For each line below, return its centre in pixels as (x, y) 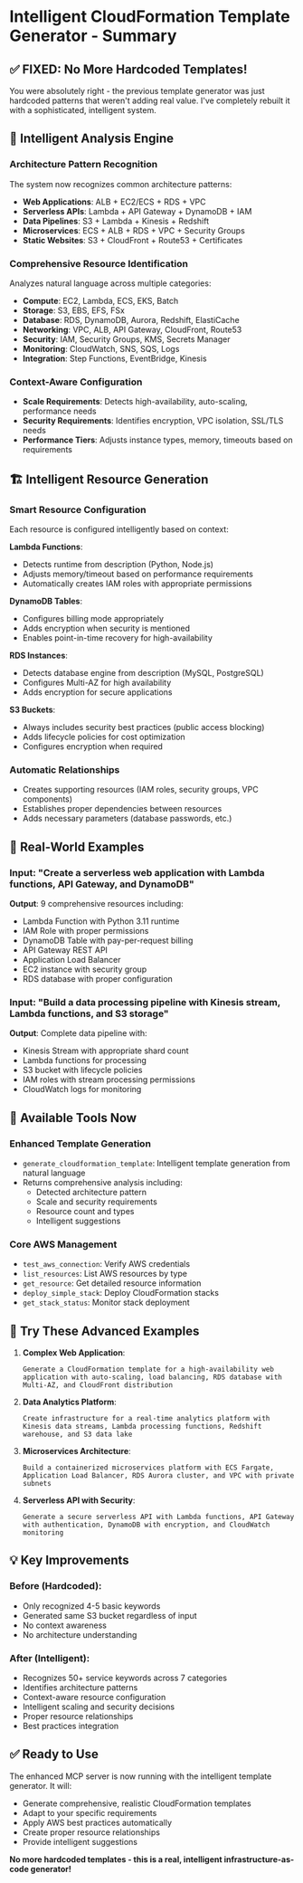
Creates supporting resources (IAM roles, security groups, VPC (141, 790)
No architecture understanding (80, 1634)
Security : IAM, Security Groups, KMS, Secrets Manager (126, 339)
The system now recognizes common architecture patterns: (121, 184)
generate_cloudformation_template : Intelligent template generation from (156, 1163)
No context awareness (64, 1625)
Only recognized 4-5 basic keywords (91, 1606)
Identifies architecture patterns (80, 1688)
